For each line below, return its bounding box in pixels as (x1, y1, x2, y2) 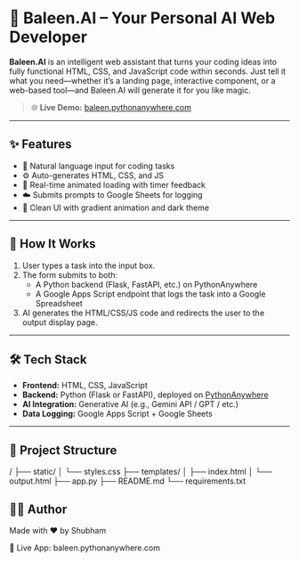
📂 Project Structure (9, 443, 117, 458)
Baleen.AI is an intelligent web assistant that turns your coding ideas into (9, 56, 278, 67)
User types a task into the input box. (21, 260, 156, 271)
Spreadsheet (35, 297, 83, 308)
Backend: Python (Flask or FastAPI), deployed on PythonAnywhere (21, 389, 269, 400)
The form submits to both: (21, 269, 118, 280)
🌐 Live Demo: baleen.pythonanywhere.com (30, 102, 191, 112)
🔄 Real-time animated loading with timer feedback (21, 179, 206, 190)
